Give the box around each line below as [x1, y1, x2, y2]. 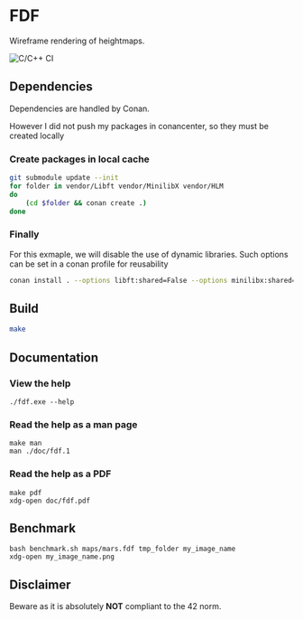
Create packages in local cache [9, 153, 151, 165]
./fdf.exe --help [9, 397, 75, 407]
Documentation [9, 350, 99, 365]
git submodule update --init [9, 174, 119, 183]
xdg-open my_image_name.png [9, 552, 115, 561]
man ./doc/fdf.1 [9, 446, 70, 456]
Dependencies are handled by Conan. [9, 103, 151, 114]
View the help [9, 377, 71, 390]
